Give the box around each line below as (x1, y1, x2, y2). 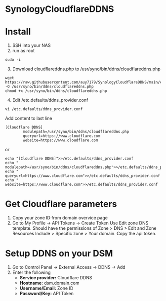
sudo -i (5, 57, 21, 62)
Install (5, 26, 31, 38)
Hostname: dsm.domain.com (19, 280, 80, 286)
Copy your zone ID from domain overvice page (12, 215, 108, 221)
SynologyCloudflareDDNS (5, 3, 115, 15)
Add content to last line (5, 115, 52, 122)
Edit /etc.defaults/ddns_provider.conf (12, 97, 88, 103)
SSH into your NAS (12, 43, 51, 48)
